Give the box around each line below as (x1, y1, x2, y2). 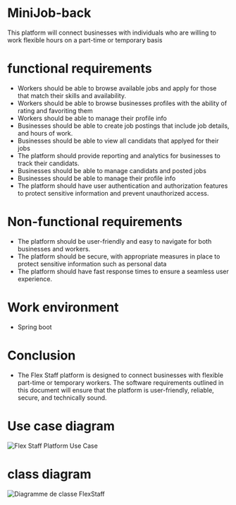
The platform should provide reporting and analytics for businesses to (17, 151, 221, 160)
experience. (17, 274, 53, 283)
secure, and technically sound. (17, 393, 107, 402)
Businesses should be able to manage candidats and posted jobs (17, 166, 206, 174)
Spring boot (17, 323, 52, 331)
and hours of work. (17, 129, 73, 137)
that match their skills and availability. (17, 91, 127, 100)
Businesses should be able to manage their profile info (17, 174, 176, 182)
